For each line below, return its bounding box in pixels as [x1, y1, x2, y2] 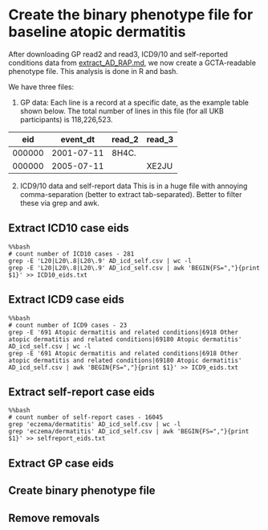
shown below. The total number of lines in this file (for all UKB [19, 106, 225, 116]
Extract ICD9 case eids [8, 293, 124, 306]
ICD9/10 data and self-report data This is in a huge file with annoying [19, 181, 248, 191]
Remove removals [8, 511, 100, 524]
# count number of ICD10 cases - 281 [8, 249, 135, 258]
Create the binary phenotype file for [8, 6, 254, 24]
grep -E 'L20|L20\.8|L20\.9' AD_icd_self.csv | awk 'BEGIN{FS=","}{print [8, 264, 261, 272]
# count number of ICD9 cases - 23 [8, 321, 128, 329]
